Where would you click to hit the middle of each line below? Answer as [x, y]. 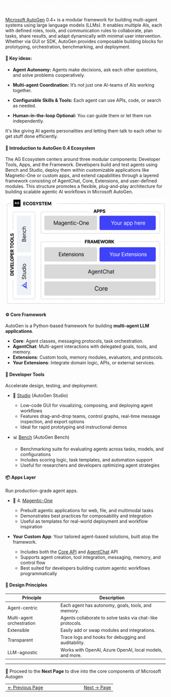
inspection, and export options [52, 422]
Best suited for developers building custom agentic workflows [85, 568]
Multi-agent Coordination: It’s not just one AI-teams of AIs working [83, 85]
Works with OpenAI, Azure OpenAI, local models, [111, 650]
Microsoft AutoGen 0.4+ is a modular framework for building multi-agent [81, 19]
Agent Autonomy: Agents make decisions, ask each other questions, [85, 70]
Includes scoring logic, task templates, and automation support [86, 460]
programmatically [39, 573]
